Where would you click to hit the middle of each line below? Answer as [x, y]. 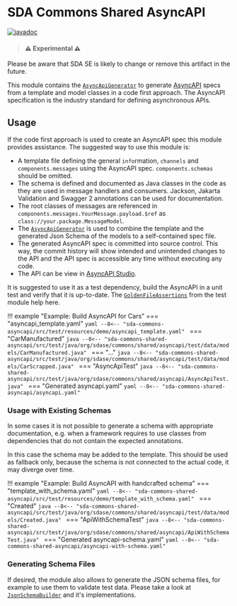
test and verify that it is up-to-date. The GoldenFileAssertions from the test [117, 295]
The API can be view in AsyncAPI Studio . [77, 273]
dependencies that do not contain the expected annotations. [96, 441]
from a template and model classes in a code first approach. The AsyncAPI [116, 93]
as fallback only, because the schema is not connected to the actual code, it [118, 462]
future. [17, 72]
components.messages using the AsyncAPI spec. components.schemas [115, 168]
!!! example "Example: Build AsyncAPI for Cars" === [83, 316]
